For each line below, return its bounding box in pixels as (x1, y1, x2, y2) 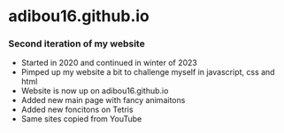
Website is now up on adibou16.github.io (20, 85, 169, 96)
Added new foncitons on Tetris (20, 104, 134, 115)
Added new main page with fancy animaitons (20, 95, 186, 106)
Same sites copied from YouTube (20, 114, 142, 124)
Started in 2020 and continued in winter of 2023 (20, 57, 198, 68)
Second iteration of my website (8, 38, 145, 50)
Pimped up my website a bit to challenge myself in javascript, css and (20, 67, 275, 78)
